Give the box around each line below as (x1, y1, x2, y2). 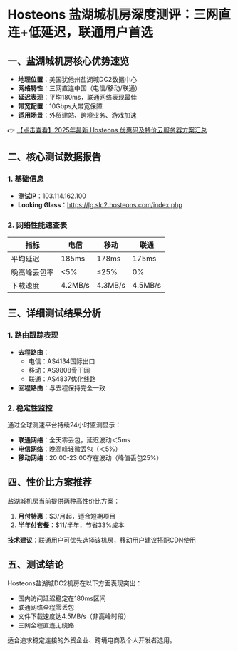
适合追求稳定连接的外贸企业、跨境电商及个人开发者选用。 (7, 635, 176, 645)
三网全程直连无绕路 (17, 620, 75, 629)
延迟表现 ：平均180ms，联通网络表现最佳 (17, 93, 138, 101)
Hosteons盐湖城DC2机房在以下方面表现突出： (7, 578, 143, 588)
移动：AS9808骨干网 (28, 365, 90, 374)
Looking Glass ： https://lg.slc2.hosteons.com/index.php (17, 200, 183, 209)
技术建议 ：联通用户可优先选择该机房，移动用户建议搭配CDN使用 (7, 536, 196, 544)
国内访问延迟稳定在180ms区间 (17, 594, 106, 603)
